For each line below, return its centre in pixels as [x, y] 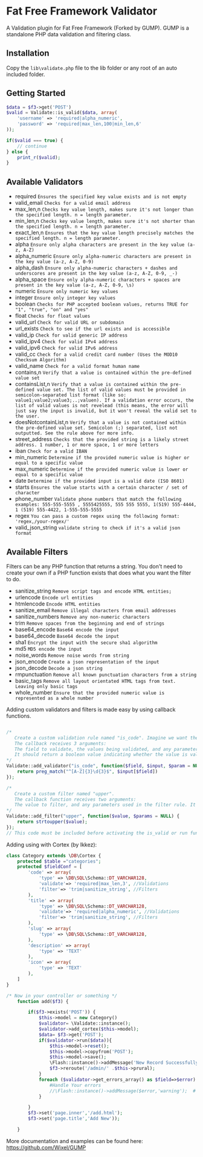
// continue [32, 146]
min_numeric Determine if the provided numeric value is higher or [102, 457]
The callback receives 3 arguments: [60, 743]
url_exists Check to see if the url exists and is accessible [92, 329]
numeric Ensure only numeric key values [67, 291]
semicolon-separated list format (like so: [71, 395]
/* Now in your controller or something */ [62, 996]
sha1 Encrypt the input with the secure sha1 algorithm [86, 642]
